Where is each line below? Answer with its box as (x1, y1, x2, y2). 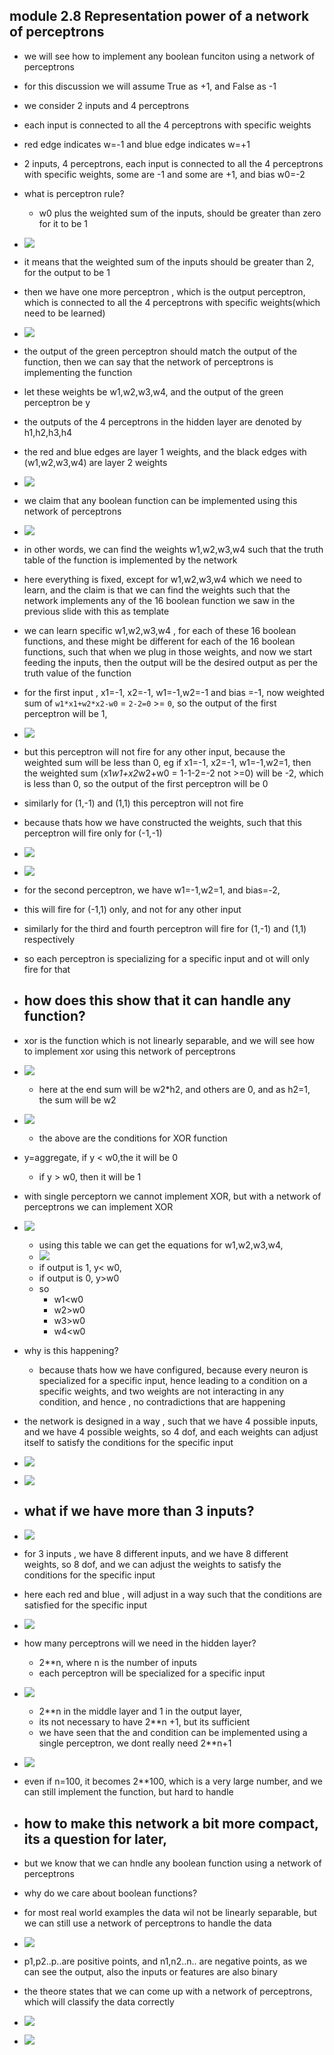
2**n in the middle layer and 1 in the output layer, (38, 1705, 242, 1718)
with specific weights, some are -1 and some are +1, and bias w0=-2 (23, 168, 306, 180)
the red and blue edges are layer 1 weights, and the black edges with (23, 445, 307, 458)
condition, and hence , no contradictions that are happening (38, 1395, 286, 1408)
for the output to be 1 (23, 266, 111, 278)
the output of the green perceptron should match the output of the (23, 345, 297, 357)
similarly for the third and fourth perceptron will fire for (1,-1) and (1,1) (23, 922, 307, 934)
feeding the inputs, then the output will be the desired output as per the (23, 656, 318, 668)
